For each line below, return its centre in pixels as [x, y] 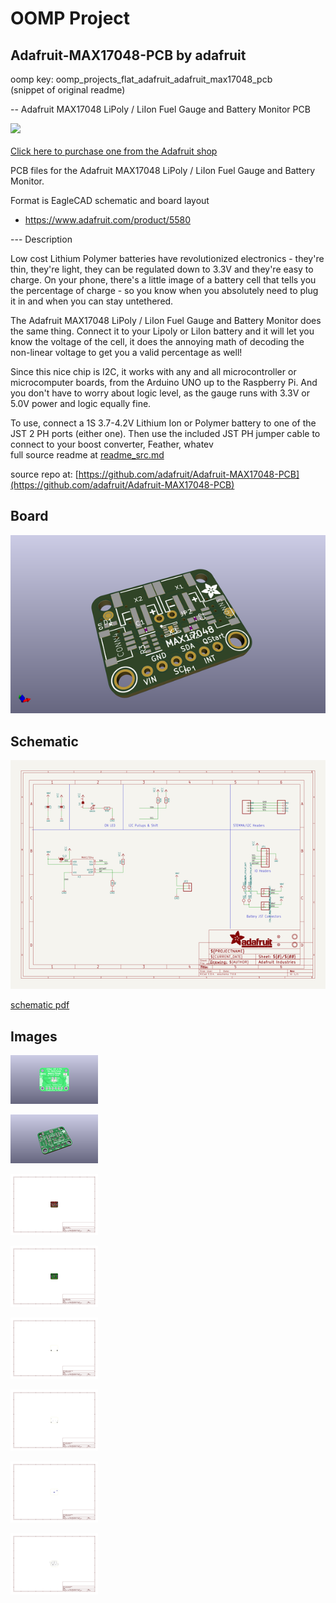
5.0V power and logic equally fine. [81, 403]
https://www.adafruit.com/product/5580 [108, 220]
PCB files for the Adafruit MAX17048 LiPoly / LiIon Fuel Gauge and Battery [163, 170]
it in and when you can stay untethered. [92, 301]
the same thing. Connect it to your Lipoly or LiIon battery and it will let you [162, 331]
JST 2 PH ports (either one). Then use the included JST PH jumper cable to [165, 433]
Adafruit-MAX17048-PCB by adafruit [128, 55]
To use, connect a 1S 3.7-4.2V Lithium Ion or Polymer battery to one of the [163, 423]
